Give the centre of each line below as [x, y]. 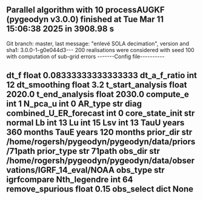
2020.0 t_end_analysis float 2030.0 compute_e [98, 94]
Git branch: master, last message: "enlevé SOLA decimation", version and [98, 43]
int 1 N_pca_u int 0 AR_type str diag [74, 104]
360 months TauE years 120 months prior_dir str [99, 132]
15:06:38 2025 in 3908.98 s [60, 29]
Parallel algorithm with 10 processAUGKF [85, 10]
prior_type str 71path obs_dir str [98, 151]
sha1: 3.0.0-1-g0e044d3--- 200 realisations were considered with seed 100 [101, 50]
